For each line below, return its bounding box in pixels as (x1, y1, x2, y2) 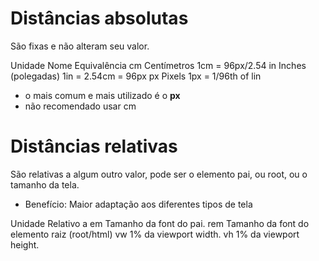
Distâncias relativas (10, 135, 178, 158)
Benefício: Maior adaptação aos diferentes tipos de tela (24, 198, 253, 210)
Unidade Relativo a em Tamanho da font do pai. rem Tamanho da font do (10, 217, 310, 229)
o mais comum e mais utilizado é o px (24, 89, 181, 101)
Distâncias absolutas (10, 7, 189, 30)
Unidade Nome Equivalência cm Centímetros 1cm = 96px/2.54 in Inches (10, 59, 307, 71)
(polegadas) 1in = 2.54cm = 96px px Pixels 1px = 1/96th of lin (10, 70, 262, 82)
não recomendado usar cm (24, 100, 137, 112)
